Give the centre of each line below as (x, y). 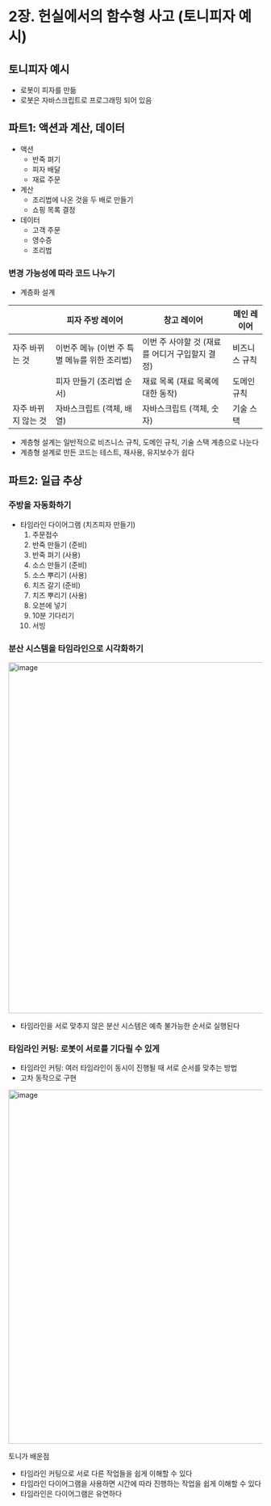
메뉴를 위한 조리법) (99, 361)
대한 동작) (160, 394)
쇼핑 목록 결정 (54, 209)
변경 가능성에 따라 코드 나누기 (62, 273)
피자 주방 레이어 (95, 320)
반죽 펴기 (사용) (56, 555)
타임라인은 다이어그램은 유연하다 (71, 1494)
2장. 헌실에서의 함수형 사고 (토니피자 (122, 17)
